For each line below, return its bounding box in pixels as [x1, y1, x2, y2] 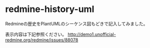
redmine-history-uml [5, 3, 94, 15]
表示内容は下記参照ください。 [5, 31, 66, 37]
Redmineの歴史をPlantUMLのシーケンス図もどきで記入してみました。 [5, 20, 148, 26]
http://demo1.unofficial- [67, 31, 116, 37]
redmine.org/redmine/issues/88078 [5, 36, 78, 43]
